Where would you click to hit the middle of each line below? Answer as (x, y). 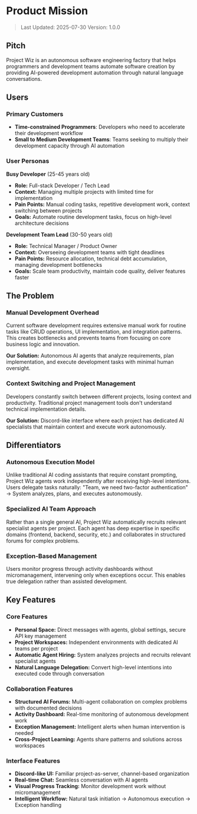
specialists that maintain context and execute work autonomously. (86, 427)
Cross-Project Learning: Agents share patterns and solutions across (98, 739)
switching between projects (48, 210)
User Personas (28, 161)
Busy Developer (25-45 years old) (48, 174)
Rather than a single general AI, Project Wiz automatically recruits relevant (96, 522)
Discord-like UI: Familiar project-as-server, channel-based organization (102, 774)
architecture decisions (42, 223)
